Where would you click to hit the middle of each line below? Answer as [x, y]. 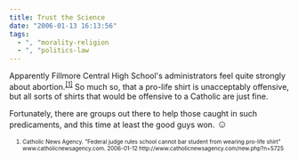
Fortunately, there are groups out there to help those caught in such [133, 113]
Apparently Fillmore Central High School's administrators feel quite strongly [148, 76]
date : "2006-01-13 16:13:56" [63, 26]
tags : [19, 34]
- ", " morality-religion [63, 42]
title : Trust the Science [57, 17]
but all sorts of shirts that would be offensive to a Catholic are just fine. [139, 96]
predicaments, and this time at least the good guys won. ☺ [118, 124]
